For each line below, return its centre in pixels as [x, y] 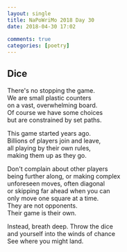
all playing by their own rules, [49, 148]
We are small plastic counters [49, 98]
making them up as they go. [47, 155]
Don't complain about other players [58, 169]
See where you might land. [45, 241]
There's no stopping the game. [51, 90]
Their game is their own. [42, 213]
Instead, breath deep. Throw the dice [60, 226]
